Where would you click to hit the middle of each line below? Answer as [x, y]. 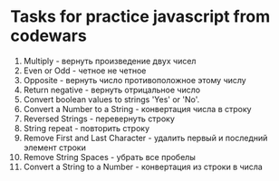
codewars [48, 36]
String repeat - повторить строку [87, 128]
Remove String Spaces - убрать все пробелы [109, 157]
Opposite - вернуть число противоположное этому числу [135, 80]
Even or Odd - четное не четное [85, 71]
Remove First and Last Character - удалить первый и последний [145, 138]
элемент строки [55, 148]
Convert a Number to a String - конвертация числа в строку [137, 109]
